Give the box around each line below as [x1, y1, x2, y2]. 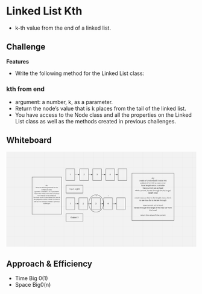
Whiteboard [6, 135, 52, 146]
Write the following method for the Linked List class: [14, 70, 145, 77]
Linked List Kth [6, 4, 83, 18]
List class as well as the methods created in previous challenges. [14, 118, 177, 125]
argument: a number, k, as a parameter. [14, 99, 113, 106]
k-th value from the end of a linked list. [14, 24, 112, 31]
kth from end [6, 85, 45, 93]
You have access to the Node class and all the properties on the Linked [14, 111, 192, 119]
